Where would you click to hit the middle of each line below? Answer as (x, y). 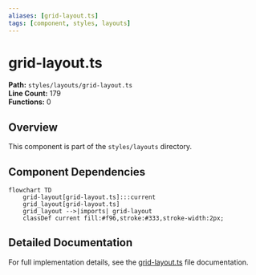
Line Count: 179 (35, 94)
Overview (33, 127)
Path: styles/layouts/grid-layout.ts (71, 85)
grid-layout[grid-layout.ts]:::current (89, 197)
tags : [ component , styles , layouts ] (69, 23)
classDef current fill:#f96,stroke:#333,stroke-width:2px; (124, 218)
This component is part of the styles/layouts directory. (100, 147)
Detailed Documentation (71, 243)
